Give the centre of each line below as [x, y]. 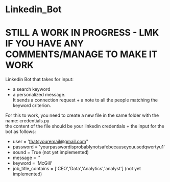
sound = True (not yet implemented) [51, 152]
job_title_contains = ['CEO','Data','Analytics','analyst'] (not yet [77, 169]
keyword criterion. [32, 106]
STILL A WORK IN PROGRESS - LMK [82, 33]
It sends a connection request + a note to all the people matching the [85, 100]
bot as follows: [21, 132]
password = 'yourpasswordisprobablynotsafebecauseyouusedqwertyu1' [89, 147]
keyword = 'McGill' [32, 163]
